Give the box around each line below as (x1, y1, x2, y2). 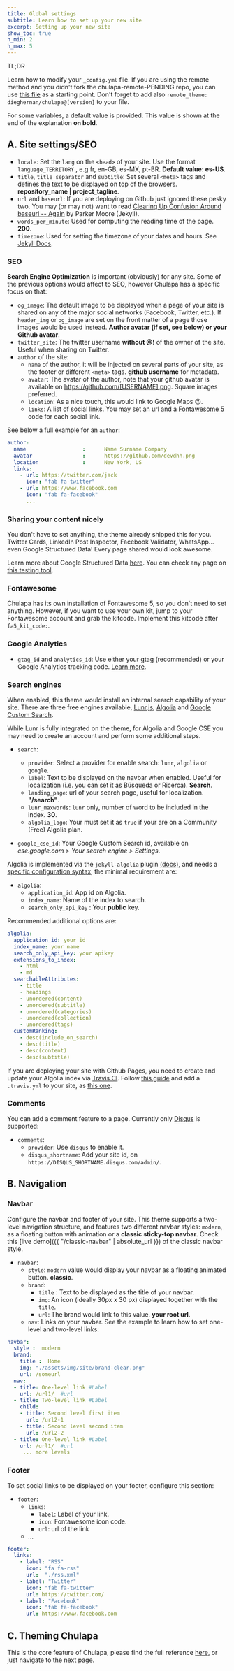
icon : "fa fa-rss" (25, 1565, 80, 1572)
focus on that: (7, 287, 47, 296)
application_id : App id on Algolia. (27, 888, 126, 897)
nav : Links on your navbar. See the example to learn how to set (27, 1317, 208, 1326)
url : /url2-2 (25, 1429, 64, 1436)
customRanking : (13, 1028, 58, 1035)
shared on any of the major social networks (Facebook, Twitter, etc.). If (17, 308, 221, 317)
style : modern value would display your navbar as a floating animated (27, 1266, 226, 1274)
